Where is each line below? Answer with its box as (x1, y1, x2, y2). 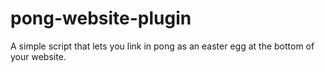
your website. (10, 50, 67, 62)
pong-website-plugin (10, 7, 192, 30)
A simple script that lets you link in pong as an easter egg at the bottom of (10, 40, 315, 52)
